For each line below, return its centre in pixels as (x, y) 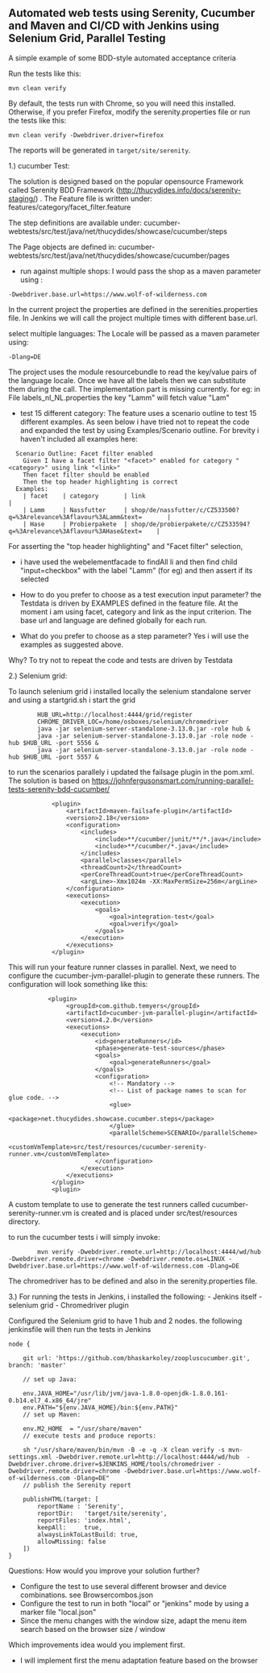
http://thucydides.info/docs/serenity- (180, 189)
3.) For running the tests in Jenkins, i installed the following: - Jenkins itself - (135, 1296)
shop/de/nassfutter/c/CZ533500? (185, 510)
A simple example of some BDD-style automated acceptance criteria (122, 58)
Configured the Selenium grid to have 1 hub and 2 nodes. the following (125, 1321)
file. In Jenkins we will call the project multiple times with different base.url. (133, 318)
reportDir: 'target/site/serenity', (102, 1513)
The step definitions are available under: (75, 223)
